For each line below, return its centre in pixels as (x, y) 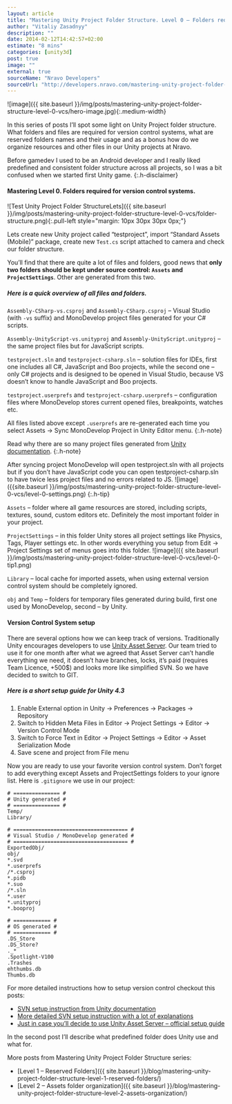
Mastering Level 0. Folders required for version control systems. (101, 190)
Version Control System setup (51, 623)
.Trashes (20, 963)
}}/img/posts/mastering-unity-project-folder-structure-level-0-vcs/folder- (112, 214)
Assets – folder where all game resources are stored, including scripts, (107, 508)
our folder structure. (36, 249)
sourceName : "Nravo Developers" (54, 78)
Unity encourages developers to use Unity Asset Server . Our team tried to (112, 646)
